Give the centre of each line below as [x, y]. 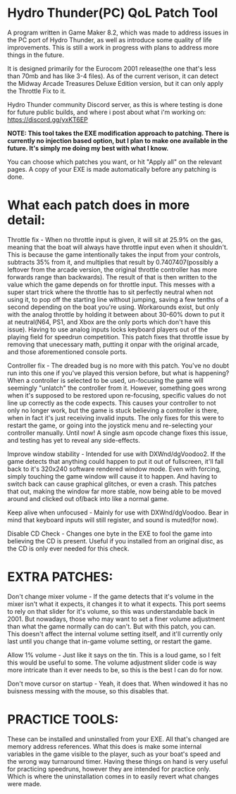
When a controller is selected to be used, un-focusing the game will [106, 380]
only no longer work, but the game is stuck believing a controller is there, [113, 410]
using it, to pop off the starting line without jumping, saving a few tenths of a [118, 299]
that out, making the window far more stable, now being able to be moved [114, 491]
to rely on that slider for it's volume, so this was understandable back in [111, 611]
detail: [26, 220]
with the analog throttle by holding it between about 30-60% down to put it [116, 314]
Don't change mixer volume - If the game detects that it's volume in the [111, 596]
